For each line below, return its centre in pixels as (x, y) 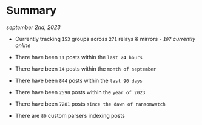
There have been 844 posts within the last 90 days (79, 80)
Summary (31, 11)
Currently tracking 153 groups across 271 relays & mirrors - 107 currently (105, 39)
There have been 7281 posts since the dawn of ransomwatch (90, 104)
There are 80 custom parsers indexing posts (70, 115)
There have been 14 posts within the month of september (86, 69)
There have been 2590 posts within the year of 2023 (80, 92)
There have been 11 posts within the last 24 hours (79, 57)
